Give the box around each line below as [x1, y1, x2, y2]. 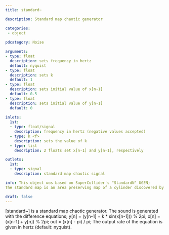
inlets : [5, 115, 22, 120]
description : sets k [10, 72, 53, 77]
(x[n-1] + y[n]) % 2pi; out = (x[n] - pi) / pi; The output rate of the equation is [5, 219, 163, 225]
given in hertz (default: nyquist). [5, 224, 72, 230]
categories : [5, 26, 30, 31]
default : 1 [10, 77, 33, 83]
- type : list [10, 143, 37, 148]
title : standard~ [5, 7, 42, 13]
